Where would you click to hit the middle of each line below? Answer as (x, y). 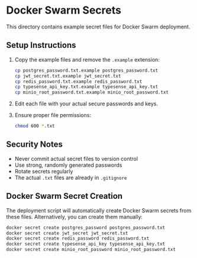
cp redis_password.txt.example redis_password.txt (78, 81)
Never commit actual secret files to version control (76, 159)
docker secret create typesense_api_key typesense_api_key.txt (86, 244)
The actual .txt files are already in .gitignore (71, 178)
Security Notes (35, 145)
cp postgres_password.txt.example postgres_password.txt (86, 70)
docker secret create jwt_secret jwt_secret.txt (67, 233)
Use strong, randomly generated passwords (68, 165)
